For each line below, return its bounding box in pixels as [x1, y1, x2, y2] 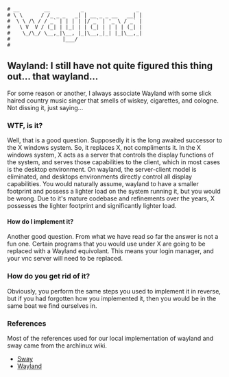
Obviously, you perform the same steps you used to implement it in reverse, [7, 287, 221, 295]
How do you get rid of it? [7, 272, 91, 281]
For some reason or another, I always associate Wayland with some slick [7, 89, 212, 97]
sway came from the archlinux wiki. [7, 341, 108, 350]
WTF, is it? [7, 120, 43, 130]
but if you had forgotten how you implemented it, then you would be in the [7, 294, 217, 302]
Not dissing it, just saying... [7, 103, 84, 112]
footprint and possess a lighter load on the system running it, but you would [7, 187, 221, 196]
